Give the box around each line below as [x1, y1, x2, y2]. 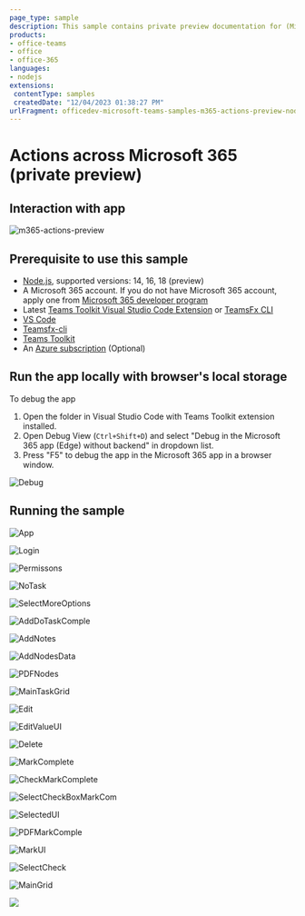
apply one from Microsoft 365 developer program [22, 294, 209, 305]
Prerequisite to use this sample [9, 251, 189, 266]
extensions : [9, 81, 54, 90]
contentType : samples [13, 89, 95, 98]
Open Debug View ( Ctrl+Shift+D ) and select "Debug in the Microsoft [22, 430, 281, 441]
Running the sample [9, 503, 125, 519]
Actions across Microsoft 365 [9, 145, 238, 166]
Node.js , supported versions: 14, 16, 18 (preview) [22, 275, 204, 286]
